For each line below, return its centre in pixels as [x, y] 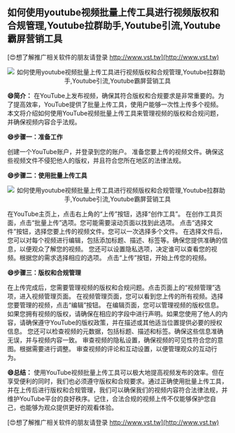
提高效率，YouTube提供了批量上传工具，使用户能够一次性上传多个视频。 [117, 104]
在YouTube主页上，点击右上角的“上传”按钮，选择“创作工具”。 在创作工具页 [115, 214]
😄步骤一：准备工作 [35, 137]
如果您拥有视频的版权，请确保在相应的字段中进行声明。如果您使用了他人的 [114, 313]
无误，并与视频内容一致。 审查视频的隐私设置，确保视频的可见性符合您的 [112, 340]
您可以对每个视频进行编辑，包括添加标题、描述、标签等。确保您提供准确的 [114, 240]
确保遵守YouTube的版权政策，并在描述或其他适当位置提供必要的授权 [124, 322]
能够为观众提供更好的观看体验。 [71, 407]
